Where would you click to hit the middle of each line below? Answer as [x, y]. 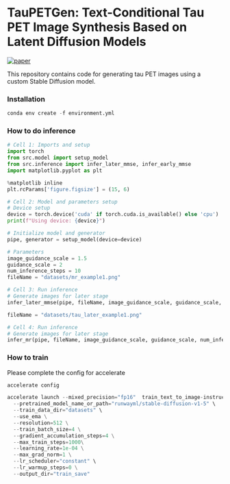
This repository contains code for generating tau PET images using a [104, 74]
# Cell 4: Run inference [42, 327]
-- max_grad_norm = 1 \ [42, 455]
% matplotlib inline [35, 183]
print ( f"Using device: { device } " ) [56, 221]
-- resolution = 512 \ [41, 423]
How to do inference [41, 131]
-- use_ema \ [30, 417]
